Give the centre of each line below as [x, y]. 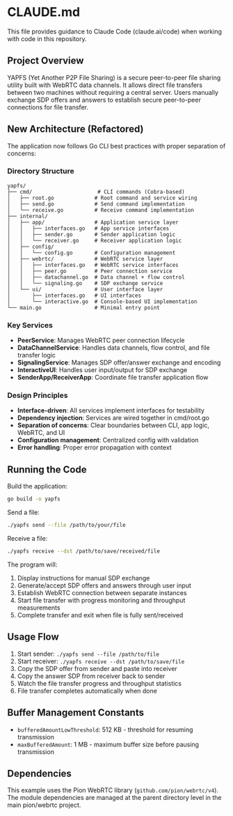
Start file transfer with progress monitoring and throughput [101, 600]
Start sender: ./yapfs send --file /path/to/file [88, 654]
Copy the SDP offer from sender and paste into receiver [97, 668]
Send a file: [23, 512]
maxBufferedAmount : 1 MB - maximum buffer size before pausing [108, 744]
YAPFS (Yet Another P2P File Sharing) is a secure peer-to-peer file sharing [114, 77]
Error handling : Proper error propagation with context [94, 447]
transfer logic [37, 355]
